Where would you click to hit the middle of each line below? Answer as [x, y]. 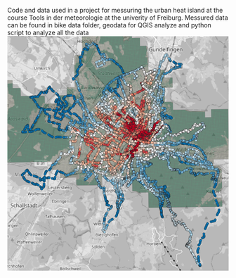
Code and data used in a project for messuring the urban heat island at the [115, 10]
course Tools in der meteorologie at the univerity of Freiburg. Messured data [118, 18]
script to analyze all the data [48, 32]
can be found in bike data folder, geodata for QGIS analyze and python [110, 25]
